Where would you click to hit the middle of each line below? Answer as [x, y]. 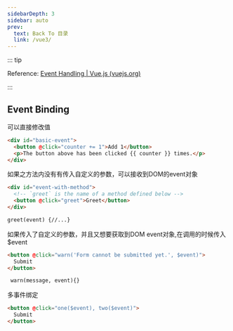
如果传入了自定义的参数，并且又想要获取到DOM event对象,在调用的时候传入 [116, 234]
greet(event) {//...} [39, 220]
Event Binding [39, 109]
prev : [15, 27]
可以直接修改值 [29, 126]
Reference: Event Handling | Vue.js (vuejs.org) [74, 74]
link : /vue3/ [33, 40]
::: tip [15, 60]
